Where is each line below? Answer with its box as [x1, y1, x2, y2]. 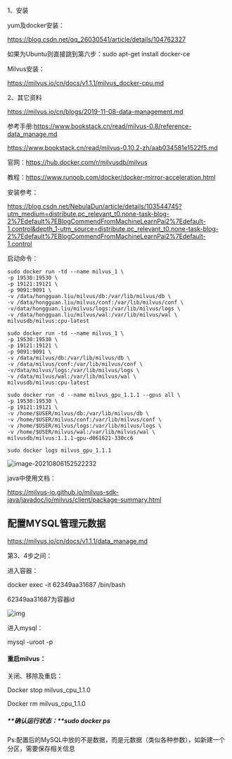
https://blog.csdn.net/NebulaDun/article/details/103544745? [7, 202, 182, 210]
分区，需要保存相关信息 [7, 744, 75, 753]
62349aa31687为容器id [7, 595, 75, 603]
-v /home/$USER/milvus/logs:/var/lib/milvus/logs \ [7, 422, 162, 429]
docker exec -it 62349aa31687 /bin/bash [7, 580, 126, 588]
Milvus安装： [7, 65, 46, 73]
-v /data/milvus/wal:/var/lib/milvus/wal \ [7, 373, 137, 380]
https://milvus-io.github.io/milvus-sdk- [7, 488, 120, 496]
